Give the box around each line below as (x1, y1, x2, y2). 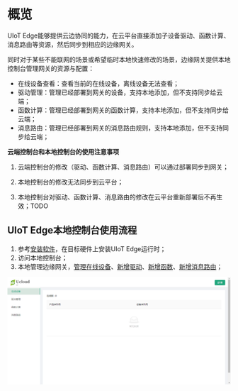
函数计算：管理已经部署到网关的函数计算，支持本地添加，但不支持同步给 (17, 106, 229, 114)
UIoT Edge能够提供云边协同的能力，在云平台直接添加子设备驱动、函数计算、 (7, 31, 230, 40)
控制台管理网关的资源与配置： (7, 64, 94, 72)
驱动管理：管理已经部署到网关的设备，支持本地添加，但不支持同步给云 (17, 88, 223, 97)
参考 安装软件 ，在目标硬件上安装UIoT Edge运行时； (17, 244, 166, 253)
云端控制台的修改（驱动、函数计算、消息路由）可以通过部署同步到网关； (17, 163, 229, 171)
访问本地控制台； (17, 253, 68, 262)
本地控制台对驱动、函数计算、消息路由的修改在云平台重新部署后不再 (17, 192, 217, 201)
